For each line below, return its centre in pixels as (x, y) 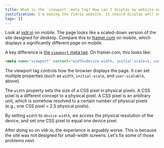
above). (13, 81)
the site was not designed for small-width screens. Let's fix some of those (80, 135)
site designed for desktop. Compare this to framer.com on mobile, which (78, 38)
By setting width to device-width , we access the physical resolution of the (79, 116)
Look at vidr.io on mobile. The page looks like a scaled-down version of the (81, 33)
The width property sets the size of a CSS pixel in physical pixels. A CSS (78, 90)
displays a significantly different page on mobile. (54, 43)
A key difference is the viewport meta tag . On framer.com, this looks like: (78, 52)
